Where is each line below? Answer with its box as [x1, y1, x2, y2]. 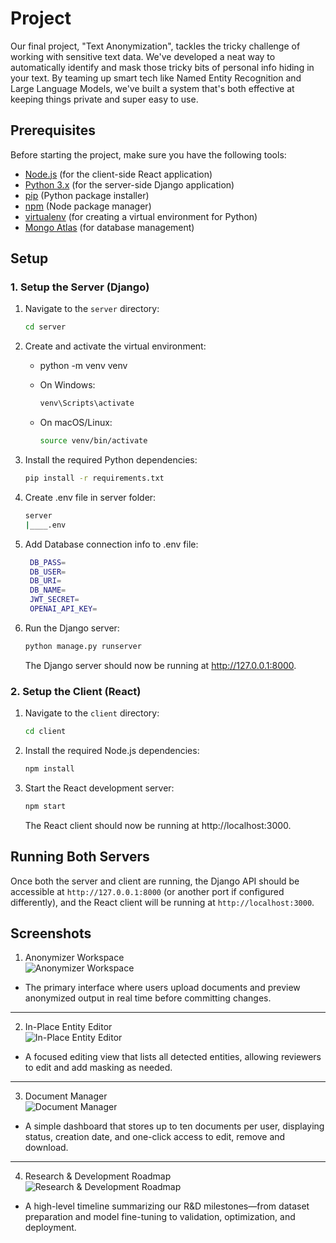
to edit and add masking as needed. [24, 1062, 173, 1074]
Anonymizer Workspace [24, 952, 125, 964]
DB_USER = [29, 567, 67, 577]
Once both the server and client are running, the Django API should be [10, 875, 300, 887]
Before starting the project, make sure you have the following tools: [10, 148, 287, 161]
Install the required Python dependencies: [24, 454, 198, 466]
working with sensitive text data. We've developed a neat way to [10, 50, 276, 62]
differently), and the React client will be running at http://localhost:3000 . [10, 896, 315, 908]
